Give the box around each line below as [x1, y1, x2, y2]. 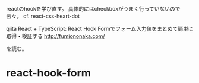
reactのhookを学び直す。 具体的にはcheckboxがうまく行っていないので [6, 5, 181, 12]
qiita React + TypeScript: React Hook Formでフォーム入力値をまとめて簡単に [6, 25, 194, 32]
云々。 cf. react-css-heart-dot [6, 12, 80, 20]
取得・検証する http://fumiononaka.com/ [6, 33, 105, 40]
